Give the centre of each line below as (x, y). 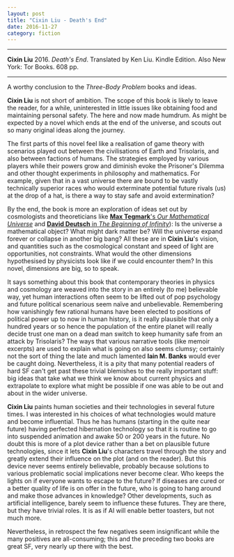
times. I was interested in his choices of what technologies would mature (111, 414)
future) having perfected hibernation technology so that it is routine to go (112, 429)
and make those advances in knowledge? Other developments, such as (110, 496)
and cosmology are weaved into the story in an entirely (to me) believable (112, 290)
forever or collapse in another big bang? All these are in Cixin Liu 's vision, (113, 239)
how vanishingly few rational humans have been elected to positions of (109, 312)
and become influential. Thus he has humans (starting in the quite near (109, 422)
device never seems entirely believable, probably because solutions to (108, 466)
